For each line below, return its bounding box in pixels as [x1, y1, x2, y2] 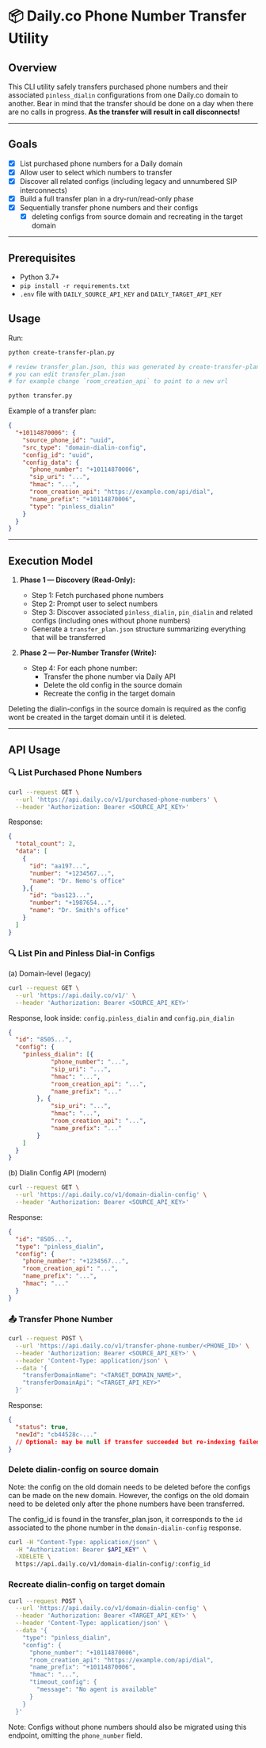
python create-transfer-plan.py [8, 348, 115, 356]
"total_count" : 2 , [15, 840, 77, 848]
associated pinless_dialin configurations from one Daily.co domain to [8, 90, 239, 100]
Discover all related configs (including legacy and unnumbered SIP [19, 176, 237, 186]
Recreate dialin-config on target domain [8, 1579, 165, 1590]
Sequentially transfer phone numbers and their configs [19, 203, 199, 213]
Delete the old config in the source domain [43, 680, 183, 690]
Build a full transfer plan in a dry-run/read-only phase [19, 194, 194, 203]
